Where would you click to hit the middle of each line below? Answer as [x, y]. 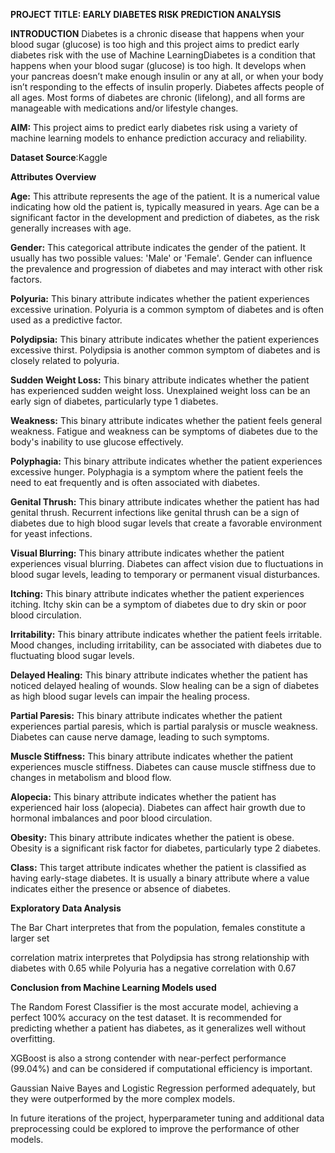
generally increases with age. [71, 228]
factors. [26, 279]
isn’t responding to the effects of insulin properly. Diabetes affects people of [167, 87]
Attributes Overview [53, 177]
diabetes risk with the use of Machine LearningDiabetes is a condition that [163, 55]
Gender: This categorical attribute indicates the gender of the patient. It [158, 247]
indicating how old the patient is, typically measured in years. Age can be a [165, 207]
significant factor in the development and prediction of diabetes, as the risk [165, 217]
